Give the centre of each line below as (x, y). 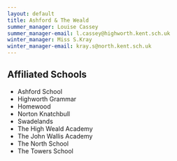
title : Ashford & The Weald (48, 20)
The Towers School (45, 150)
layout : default (31, 14)
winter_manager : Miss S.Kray (50, 40)
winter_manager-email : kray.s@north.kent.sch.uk (79, 46)
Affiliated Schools (47, 75)
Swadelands (35, 121)
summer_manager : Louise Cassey (53, 27)
